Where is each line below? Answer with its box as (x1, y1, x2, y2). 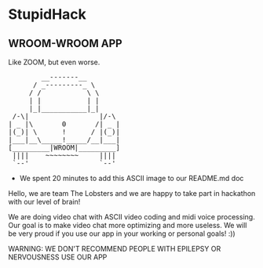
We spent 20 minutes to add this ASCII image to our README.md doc (19, 174, 244, 183)
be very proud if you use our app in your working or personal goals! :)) (8, 229, 236, 238)
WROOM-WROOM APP (8, 37, 123, 50)
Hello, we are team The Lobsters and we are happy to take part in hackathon (8, 189, 256, 197)
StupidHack (8, 5, 86, 24)
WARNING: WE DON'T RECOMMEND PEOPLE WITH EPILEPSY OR (8, 244, 221, 253)
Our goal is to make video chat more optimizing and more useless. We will (8, 221, 247, 230)
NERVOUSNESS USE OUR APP (8, 252, 108, 262)
